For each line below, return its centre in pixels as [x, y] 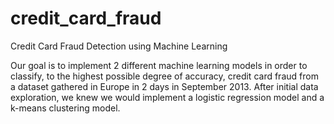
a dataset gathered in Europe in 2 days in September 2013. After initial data [164, 86]
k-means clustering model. [65, 108]
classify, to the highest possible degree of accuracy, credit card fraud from [164, 76]
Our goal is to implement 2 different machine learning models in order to [159, 65]
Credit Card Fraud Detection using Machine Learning [119, 46]
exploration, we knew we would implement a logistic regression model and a [167, 97]
